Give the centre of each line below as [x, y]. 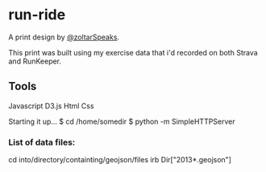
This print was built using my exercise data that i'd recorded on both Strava [133, 52]
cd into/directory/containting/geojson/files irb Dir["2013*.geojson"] [120, 160]
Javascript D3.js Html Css [51, 105]
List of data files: [42, 142]
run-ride [37, 15]
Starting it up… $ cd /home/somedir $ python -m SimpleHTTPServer [122, 121]
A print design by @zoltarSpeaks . [64, 37]
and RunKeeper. [35, 61]
